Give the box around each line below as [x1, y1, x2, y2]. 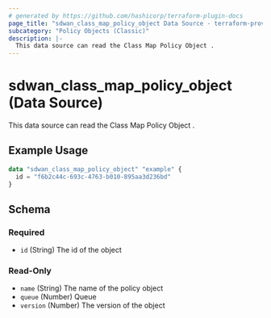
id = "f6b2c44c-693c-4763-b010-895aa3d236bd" [15, 173, 172, 181]
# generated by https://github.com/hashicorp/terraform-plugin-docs [8, 11, 244, 20]
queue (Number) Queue [19, 292, 97, 302]
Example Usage [8, 144, 89, 157]
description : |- [8, 34, 63, 43]
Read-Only [8, 266, 52, 277]
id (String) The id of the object [19, 245, 123, 255]
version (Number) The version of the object [19, 300, 165, 311]
